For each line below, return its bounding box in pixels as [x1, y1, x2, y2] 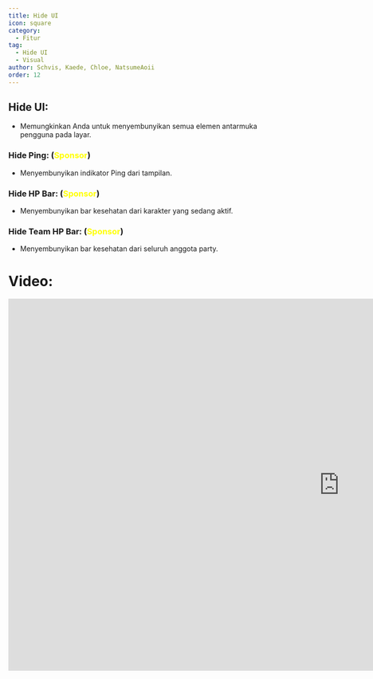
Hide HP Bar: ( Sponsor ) [8, 188, 100, 199]
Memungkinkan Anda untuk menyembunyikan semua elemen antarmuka [19, 121, 257, 131]
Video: [8, 272, 53, 290]
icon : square [8, 19, 52, 27]
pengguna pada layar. [19, 130, 92, 139]
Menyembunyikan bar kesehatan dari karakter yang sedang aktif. [19, 206, 234, 216]
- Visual [15, 57, 45, 65]
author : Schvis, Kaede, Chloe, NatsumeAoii [8, 64, 155, 72]
